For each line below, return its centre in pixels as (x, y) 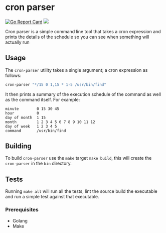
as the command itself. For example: (43, 99)
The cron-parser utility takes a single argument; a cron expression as (76, 70)
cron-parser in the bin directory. (38, 163)
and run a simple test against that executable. (52, 197)
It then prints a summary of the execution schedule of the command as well (83, 94)
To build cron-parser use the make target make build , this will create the (78, 158)
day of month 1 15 (26, 118)
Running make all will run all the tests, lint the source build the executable (81, 191)
